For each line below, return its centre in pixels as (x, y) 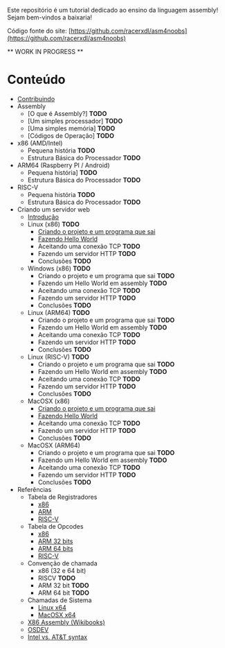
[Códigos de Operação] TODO (71, 135)
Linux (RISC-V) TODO (58, 357)
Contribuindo (36, 99)
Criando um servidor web (53, 209)
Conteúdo (36, 80)
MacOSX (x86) (49, 401)
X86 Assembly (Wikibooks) (66, 622)
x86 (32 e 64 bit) (62, 570)
